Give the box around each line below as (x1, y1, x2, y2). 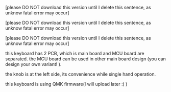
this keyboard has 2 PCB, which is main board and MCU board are (5, 51, 144, 56)
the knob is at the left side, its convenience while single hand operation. (5, 71, 156, 77)
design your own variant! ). (5, 61, 62, 67)
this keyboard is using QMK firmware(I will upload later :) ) (5, 81, 128, 87)
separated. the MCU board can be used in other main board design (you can (5, 56, 166, 62)
